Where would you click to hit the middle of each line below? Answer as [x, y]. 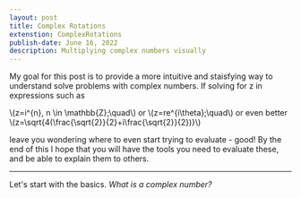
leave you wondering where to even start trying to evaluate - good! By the [146, 140]
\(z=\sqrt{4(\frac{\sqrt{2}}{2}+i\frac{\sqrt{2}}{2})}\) [105, 123]
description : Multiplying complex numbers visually [107, 51]
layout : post [34, 17]
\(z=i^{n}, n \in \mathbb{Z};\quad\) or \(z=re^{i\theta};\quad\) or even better [149, 113]
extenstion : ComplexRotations [66, 34]
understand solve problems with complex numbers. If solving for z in [136, 86]
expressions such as [47, 96]
